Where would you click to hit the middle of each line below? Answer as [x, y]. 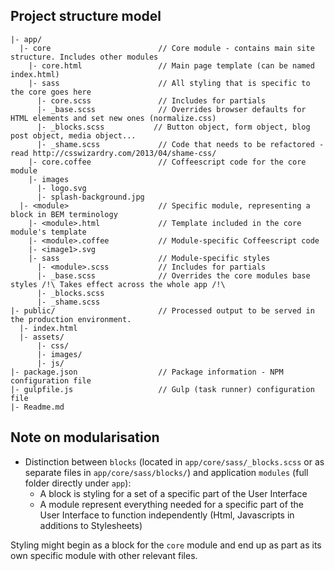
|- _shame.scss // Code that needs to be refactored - [180, 144]
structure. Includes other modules [84, 57]
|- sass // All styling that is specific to [169, 83]
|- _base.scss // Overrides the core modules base [173, 275]
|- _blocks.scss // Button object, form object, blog [173, 127]
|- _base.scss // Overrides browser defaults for [171, 109]
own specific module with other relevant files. [104, 555]
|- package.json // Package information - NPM [147, 372]
